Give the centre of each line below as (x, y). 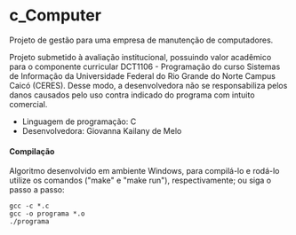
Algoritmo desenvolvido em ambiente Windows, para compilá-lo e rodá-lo (144, 171)
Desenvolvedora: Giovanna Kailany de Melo (102, 130)
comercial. (28, 104)
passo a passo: (37, 190)
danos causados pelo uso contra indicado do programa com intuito (132, 95)
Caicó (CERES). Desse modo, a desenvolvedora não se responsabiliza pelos (148, 85)
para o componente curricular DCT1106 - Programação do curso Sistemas (145, 67)
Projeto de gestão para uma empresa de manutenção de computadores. (141, 40)
